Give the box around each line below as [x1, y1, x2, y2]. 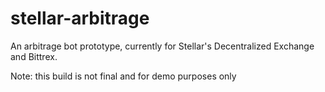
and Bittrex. [10, 50, 58, 62]
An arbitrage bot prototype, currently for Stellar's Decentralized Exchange [10, 40, 315, 52]
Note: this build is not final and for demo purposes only [10, 70, 237, 82]
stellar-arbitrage [10, 7, 150, 30]
